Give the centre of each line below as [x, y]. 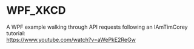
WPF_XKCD [36, 10]
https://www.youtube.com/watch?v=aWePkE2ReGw [71, 39]
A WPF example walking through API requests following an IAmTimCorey [97, 27]
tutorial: [16, 33]
